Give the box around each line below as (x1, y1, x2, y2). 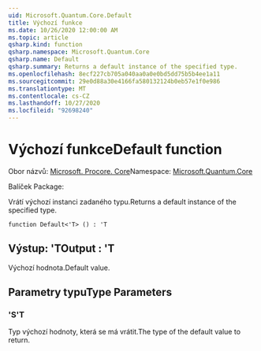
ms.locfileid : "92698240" (8, 107, 93, 115)
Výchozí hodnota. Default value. (8, 263, 110, 272)
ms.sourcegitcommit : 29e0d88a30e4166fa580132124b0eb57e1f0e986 (8, 77, 221, 85)
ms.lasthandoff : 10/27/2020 (8, 99, 101, 107)
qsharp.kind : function (8, 41, 83, 49)
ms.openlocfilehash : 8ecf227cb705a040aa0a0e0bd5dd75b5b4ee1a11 (8, 70, 221, 78)
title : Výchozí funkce (8, 19, 83, 27)
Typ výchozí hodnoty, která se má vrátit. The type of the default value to (8, 327, 241, 337)
